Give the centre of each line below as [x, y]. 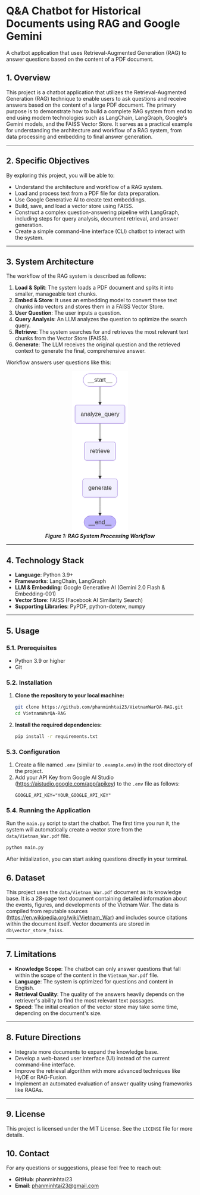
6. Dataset [26, 878]
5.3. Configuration [33, 752]
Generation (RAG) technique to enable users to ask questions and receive [96, 98]
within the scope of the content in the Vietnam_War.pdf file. [87, 975]
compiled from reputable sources [47, 911]
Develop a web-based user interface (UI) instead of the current [92, 1058]
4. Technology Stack [45, 561]
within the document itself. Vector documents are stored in [78, 924]
